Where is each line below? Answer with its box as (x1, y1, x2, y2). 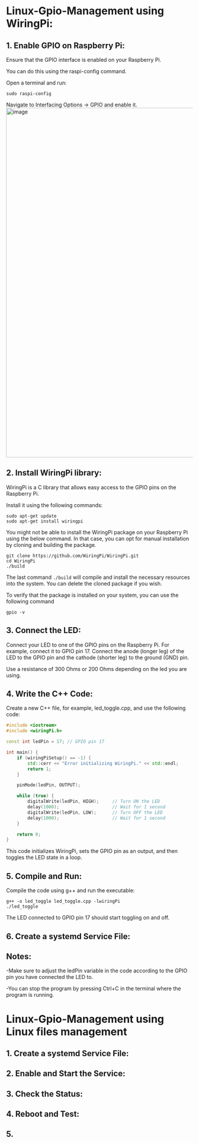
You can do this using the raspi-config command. (6, 68, 127, 75)
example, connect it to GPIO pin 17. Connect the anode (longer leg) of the (6, 647, 185, 654)
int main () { (6, 750, 38, 755)
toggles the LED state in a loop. (6, 854, 82, 861)
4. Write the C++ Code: (6, 689, 93, 699)
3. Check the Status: (6, 1089, 83, 1099)
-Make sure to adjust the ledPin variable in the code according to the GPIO (6, 967, 188, 974)
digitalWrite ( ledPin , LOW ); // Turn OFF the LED (27, 810, 163, 815)
